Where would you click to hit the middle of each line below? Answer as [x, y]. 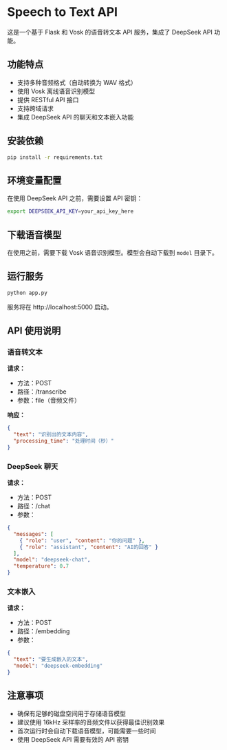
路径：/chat [33, 506]
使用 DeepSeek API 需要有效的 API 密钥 [73, 739]
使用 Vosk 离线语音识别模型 [56, 91]
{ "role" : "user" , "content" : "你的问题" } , [82, 540]
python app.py [28, 293]
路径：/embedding [43, 631]
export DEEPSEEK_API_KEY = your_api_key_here [71, 211]
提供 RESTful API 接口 [48, 99]
